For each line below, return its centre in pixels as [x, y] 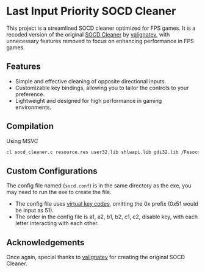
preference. [30, 94]
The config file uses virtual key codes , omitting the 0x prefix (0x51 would [106, 204]
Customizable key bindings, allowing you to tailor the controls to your [102, 88]
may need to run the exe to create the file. [59, 192]
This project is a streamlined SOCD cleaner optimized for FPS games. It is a [101, 28]
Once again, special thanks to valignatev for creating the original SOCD [95, 257]
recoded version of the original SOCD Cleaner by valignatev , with [88, 34]
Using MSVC [22, 141]
